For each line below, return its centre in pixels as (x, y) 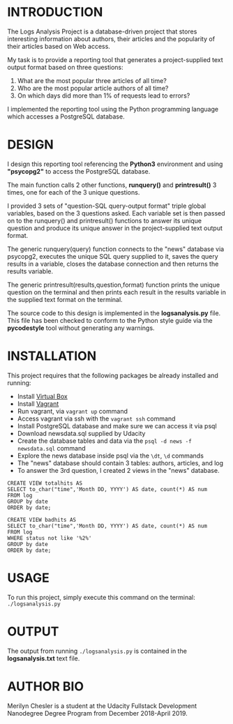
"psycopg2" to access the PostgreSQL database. (79, 171)
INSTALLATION (52, 356)
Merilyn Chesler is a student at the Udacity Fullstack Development (102, 706)
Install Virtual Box (42, 396)
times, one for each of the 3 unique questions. (74, 192)
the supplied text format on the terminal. (65, 299)
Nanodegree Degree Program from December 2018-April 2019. (98, 713)
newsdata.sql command (51, 448)
